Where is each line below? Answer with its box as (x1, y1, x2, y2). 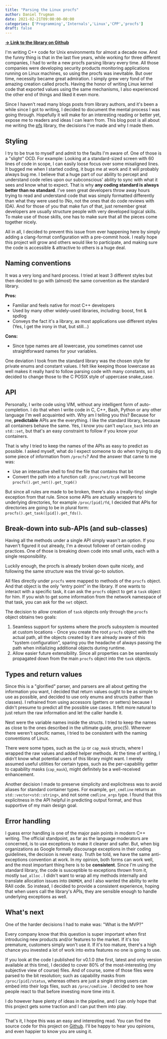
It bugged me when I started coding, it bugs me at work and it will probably (5, 166, 159, 172)
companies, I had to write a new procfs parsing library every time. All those (5, 60, 159, 66)
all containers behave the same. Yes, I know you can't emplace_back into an (5, 422, 158, 428)
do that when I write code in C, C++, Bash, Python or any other (33, 407, 162, 413)
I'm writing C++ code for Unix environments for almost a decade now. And (5, 49, 158, 55)
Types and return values (5, 670, 82, 678)
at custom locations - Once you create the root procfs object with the (12, 629, 155, 635)
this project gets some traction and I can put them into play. (5, 1003, 127, 1009)
